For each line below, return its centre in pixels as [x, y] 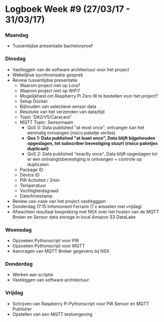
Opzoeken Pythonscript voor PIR [46, 241]
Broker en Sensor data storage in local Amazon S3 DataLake [74, 217]
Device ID [29, 175]
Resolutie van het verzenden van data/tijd [62, 111]
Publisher [22, 309]
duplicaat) [38, 148]
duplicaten [38, 164]
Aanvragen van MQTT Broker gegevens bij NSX [61, 251]
